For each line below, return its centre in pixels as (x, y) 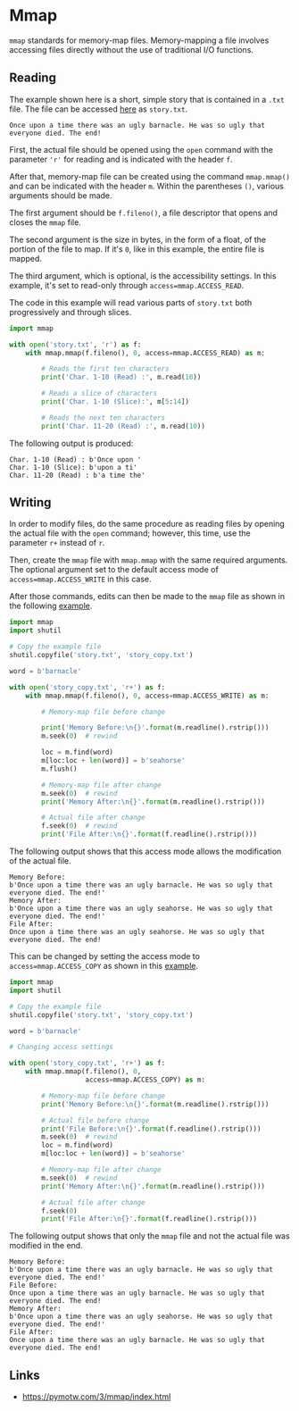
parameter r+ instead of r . (57, 543)
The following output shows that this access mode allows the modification (145, 852)
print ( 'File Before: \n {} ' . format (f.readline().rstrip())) (151, 1129)
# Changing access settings (62, 1047)
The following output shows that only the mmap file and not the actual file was (149, 1236)
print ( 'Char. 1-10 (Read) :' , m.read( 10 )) (121, 377)
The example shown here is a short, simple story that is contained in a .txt (147, 99)
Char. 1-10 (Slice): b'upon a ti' (74, 467)
